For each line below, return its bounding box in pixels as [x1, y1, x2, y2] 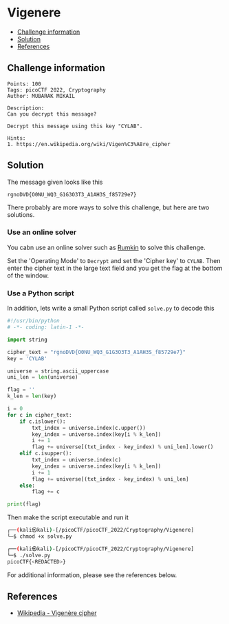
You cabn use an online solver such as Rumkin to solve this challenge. [7, 243, 206, 251]
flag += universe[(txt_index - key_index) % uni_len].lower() [32, 444, 214, 450]
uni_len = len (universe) [7, 374, 78, 381]
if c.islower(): [19, 418, 67, 425]
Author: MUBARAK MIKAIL [7, 92, 76, 99]
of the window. [7, 271, 50, 280]
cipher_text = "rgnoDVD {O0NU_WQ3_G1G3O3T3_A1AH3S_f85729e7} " [7, 349, 186, 355]
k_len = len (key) [7, 393, 57, 400]
